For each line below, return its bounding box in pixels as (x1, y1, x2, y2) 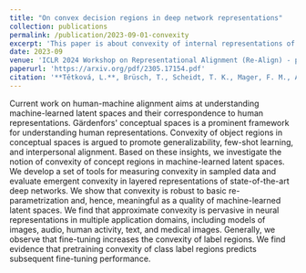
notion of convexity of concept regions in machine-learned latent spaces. (9, 156, 285, 167)
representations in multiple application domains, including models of (9, 214, 266, 225)
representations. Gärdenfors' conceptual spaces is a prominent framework (9, 117, 290, 128)
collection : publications (9, 22, 107, 31)
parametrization (9, 194, 69, 205)
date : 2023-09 (9, 47, 64, 57)
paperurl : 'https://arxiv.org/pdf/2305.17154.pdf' (9, 65, 206, 74)
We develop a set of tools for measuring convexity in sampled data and (9, 165, 277, 176)
